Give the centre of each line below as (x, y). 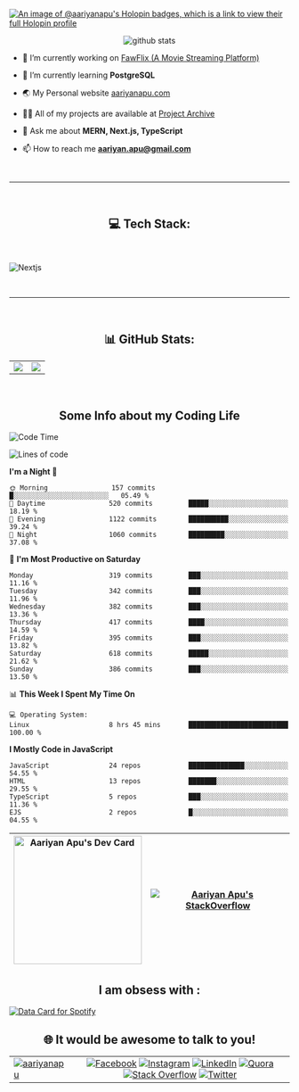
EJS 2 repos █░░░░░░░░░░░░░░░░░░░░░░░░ (149, 813)
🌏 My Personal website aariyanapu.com (96, 93)
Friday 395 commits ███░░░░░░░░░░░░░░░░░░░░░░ (149, 638)
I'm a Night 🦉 (33, 472)
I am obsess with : (149, 990)
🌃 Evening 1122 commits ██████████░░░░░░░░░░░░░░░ (149, 519)
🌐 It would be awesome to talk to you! (149, 1039)
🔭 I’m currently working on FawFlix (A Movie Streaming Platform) (141, 58)
